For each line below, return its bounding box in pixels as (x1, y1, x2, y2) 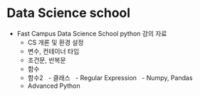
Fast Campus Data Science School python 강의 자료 (16, 29, 167, 38)
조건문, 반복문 (27, 55, 66, 64)
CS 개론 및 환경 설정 (27, 38, 84, 47)
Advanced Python (27, 81, 81, 90)
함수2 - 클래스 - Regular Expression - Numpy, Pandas (27, 73, 193, 82)
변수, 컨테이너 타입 (27, 47, 80, 55)
